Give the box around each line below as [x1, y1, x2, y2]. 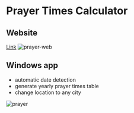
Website [6, 28, 37, 38]
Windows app [6, 60, 58, 70]
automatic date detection [14, 76, 76, 83]
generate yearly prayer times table [14, 82, 99, 89]
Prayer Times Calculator [6, 4, 128, 18]
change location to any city [14, 89, 81, 96]
